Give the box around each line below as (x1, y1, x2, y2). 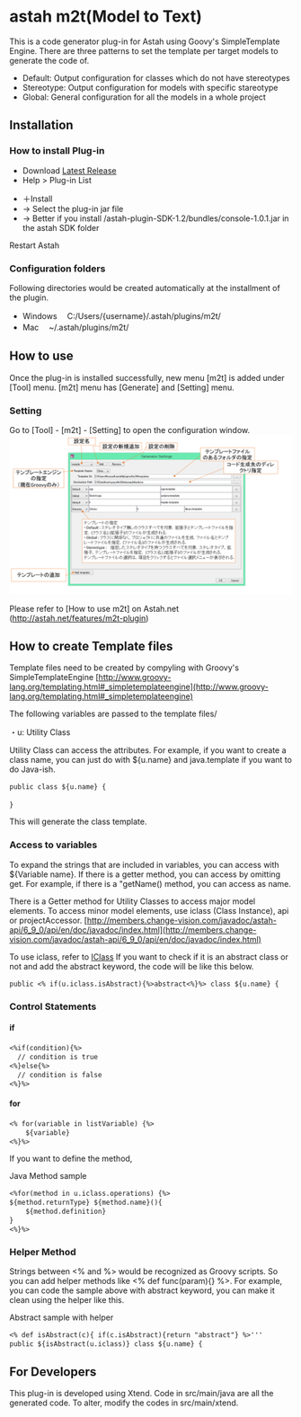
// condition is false (17, 1070, 102, 1079)
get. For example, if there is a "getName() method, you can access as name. (9, 878, 292, 889)
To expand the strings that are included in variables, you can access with (9, 859, 280, 870)
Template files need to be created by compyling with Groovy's (9, 662, 240, 673)
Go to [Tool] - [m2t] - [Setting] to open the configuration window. (9, 425, 250, 436)
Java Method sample (9, 1170, 87, 1181)
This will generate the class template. (9, 816, 147, 828)
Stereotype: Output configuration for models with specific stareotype (22, 82, 279, 93)
